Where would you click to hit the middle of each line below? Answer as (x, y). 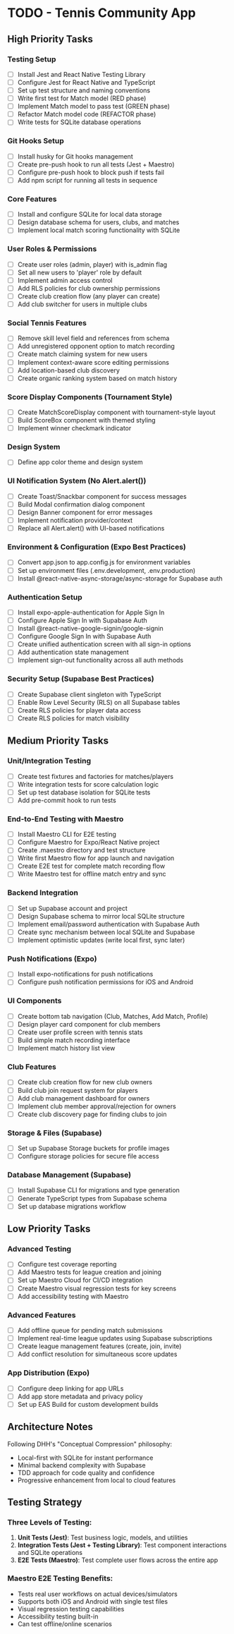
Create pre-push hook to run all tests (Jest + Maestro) (96, 164)
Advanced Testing (39, 1249)
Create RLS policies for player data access (79, 710)
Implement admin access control (65, 280)
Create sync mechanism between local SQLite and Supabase (106, 932)
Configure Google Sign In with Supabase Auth (84, 636)
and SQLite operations (50, 1553)
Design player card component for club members (89, 1024)
